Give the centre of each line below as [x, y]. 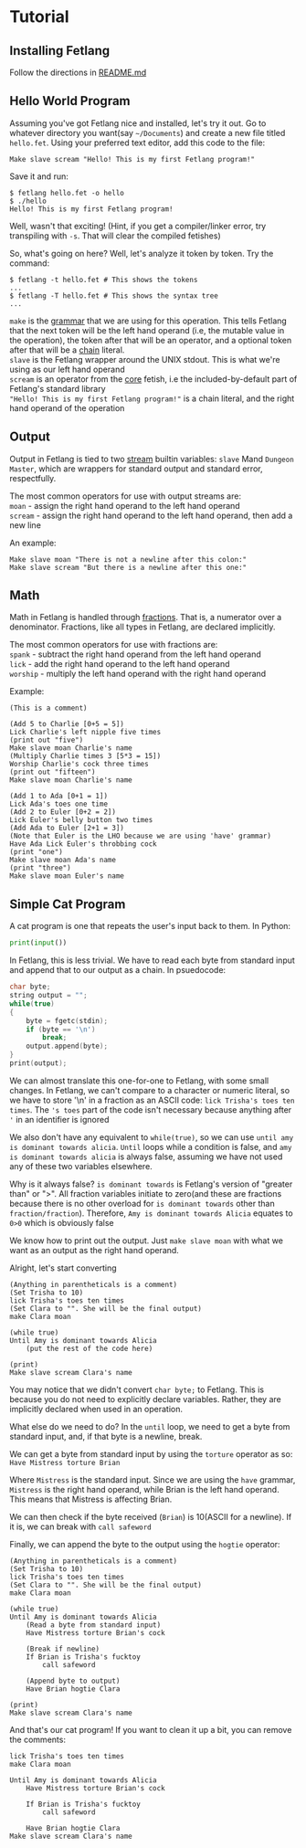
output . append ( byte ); [67, 1046]
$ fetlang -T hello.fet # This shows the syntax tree [114, 296]
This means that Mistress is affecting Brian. [91, 1499]
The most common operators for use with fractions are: [114, 645]
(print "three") [40, 868]
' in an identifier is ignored [59, 1119]
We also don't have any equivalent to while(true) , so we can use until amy [152, 1137]
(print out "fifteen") [53, 772]
